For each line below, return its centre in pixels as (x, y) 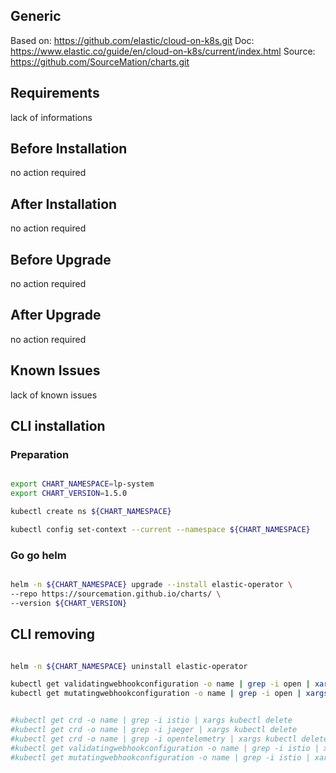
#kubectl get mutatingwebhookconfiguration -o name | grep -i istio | (160, 757)
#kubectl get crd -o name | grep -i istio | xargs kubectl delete (151, 720)
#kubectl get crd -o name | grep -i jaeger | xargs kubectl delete (154, 730)
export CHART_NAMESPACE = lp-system (82, 484)
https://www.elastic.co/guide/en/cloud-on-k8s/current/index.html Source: (163, 51)
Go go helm (38, 555)
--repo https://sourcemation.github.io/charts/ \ (116, 594)
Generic (36, 16)
